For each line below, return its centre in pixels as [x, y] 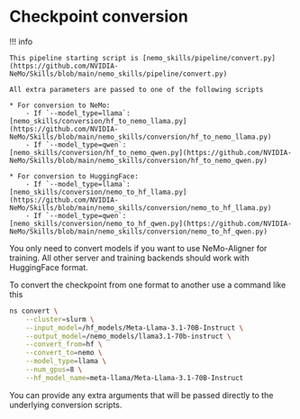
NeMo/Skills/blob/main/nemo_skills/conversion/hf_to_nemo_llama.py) [141, 137]
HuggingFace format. [49, 267]
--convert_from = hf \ [64, 344]
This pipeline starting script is [74, 58]
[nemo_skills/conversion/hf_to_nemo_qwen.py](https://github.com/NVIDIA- [151, 152]
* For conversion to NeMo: [60, 105]
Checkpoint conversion [99, 17]
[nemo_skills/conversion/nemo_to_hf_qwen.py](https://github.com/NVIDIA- [151, 223]
